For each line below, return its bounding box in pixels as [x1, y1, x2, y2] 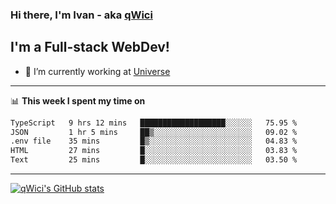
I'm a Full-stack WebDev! [10, 39, 170, 56]
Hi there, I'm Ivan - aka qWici [10, 8, 153, 22]
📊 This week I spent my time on [10, 94, 146, 107]
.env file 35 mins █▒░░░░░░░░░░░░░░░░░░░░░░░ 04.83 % [10, 136, 298, 147]
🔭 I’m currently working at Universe [24, 65, 171, 77]
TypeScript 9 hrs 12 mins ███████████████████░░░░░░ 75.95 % [10, 118, 298, 128]
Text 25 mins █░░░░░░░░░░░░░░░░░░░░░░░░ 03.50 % [10, 155, 298, 165]
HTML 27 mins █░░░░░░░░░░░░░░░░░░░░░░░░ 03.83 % [10, 146, 298, 156]
